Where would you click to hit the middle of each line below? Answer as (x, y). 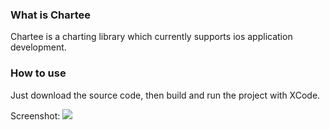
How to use (38, 73)
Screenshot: (35, 115)
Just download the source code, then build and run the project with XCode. (165, 95)
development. (38, 47)
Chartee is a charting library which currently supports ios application (151, 37)
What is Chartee (51, 15)
